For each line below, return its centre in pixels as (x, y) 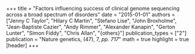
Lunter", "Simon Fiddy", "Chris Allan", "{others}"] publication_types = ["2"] (96, 33)
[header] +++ (23, 45)
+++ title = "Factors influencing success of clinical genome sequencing (93, 8)
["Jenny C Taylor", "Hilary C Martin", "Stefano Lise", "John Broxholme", (91, 21)
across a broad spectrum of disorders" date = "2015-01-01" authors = (91, 15)
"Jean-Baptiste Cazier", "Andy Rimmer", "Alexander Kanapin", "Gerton (91, 27)
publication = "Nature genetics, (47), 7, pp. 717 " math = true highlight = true (98, 39)
